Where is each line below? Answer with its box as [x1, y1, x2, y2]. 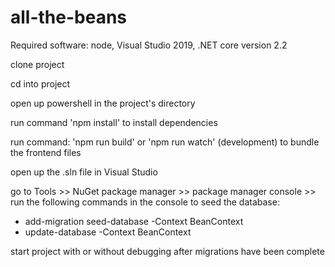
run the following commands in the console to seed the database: [10, 196, 280, 208]
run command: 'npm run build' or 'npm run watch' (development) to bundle [10, 136, 320, 148]
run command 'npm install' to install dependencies [10, 116, 218, 128]
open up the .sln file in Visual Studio [10, 166, 158, 178]
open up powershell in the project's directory [10, 97, 196, 109]
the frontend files [10, 146, 82, 158]
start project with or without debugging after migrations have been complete [10, 245, 325, 257]
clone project [10, 58, 65, 70]
